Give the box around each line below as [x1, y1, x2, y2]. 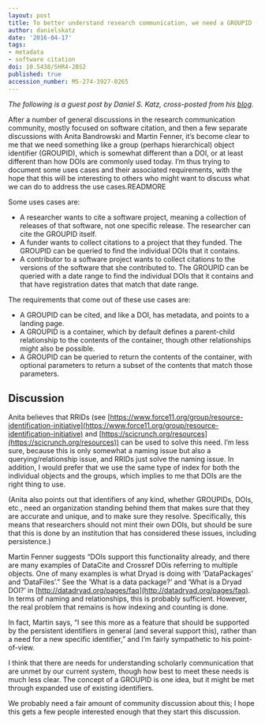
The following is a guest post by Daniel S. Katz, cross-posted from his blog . [8, 99, 254, 109]
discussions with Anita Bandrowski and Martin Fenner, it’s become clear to [8, 131, 250, 141]
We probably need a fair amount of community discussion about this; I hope [8, 699, 255, 708]
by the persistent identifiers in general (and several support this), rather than [8, 626, 257, 636]
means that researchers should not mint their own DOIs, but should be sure [8, 520, 252, 530]
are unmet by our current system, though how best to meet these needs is [8, 666, 250, 676]
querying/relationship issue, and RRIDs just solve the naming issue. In [8, 455, 234, 464]
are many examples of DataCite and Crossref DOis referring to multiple [8, 561, 238, 570]
